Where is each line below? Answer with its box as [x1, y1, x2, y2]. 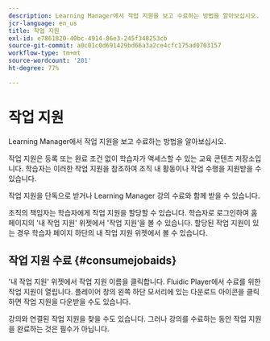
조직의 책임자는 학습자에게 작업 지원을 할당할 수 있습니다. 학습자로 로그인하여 [8, 207, 250, 217]
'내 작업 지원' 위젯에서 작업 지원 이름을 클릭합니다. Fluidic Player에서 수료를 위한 [8, 277, 261, 286]
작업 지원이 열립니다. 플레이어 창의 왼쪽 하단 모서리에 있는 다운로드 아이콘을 [8, 286, 245, 296]
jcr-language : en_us [8, 19, 78, 27]
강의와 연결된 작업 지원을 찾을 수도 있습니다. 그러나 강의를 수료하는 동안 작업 [8, 314, 247, 323]
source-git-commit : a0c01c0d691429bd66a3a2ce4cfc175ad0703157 [8, 42, 222, 50]
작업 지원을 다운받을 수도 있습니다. [23, 297, 131, 306]
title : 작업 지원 [8, 27, 60, 35]
